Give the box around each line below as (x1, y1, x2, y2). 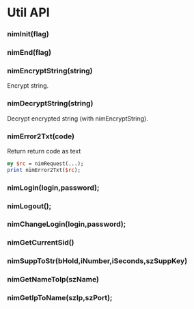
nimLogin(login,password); (7, 183, 100, 193)
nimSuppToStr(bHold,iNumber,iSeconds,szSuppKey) (7, 256, 188, 266)
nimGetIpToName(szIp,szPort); (7, 293, 113, 303)
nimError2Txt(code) (7, 132, 75, 141)
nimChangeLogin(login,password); (7, 219, 126, 229)
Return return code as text (7, 147, 81, 155)
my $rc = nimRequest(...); (7, 160, 84, 167)
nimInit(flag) (7, 29, 49, 39)
